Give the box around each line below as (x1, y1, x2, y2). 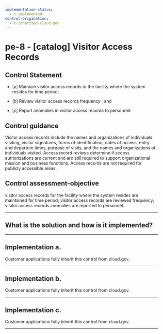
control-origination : (5, 16, 49, 21)
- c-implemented (9, 12, 42, 16)
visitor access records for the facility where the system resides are (5, 192, 138, 198)
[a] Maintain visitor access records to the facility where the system (12, 84, 146, 90)
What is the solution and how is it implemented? (5, 221, 153, 229)
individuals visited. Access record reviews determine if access (5, 150, 130, 156)
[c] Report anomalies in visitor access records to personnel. (12, 107, 132, 114)
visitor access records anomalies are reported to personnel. (5, 202, 125, 208)
